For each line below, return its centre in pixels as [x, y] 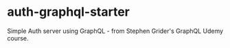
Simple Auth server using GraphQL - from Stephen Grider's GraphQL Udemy [115, 31]
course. [18, 38]
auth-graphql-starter [69, 12]
